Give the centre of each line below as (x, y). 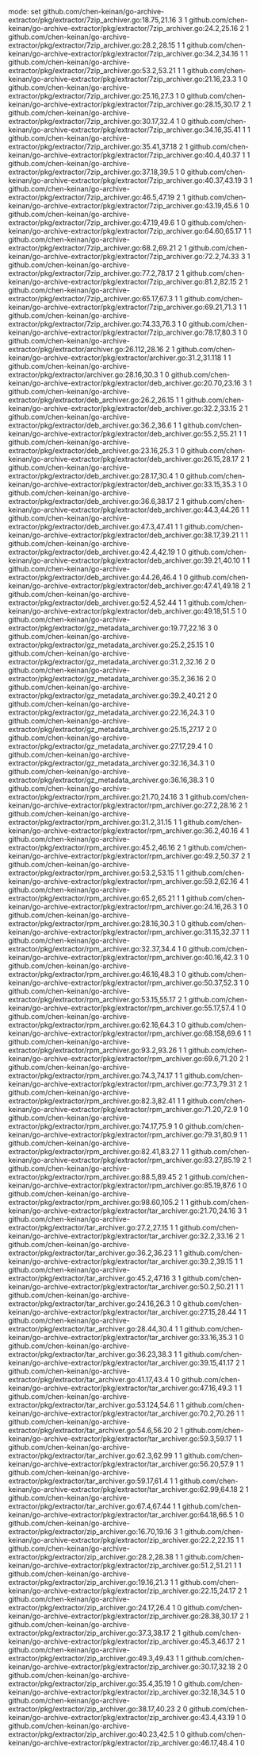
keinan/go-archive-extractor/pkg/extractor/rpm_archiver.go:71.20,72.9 (123, 1109)
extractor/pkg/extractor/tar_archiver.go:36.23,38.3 (90, 1354)
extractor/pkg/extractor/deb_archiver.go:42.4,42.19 (92, 552)
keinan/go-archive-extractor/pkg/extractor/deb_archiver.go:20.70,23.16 (125, 383)
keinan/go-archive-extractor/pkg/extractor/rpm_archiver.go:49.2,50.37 (124, 856)
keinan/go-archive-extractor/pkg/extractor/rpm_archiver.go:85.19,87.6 (122, 1185)
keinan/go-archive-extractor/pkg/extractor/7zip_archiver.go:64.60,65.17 (125, 231)
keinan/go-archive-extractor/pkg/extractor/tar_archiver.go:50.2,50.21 (121, 1286)
